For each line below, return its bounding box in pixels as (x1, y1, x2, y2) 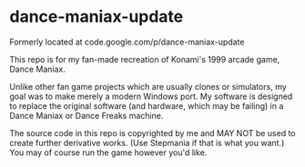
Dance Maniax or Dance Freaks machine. (9, 110, 164, 121)
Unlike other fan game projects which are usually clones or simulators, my (9, 81, 287, 92)
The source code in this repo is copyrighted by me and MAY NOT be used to (9, 127, 296, 138)
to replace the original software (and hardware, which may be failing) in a (9, 100, 284, 111)
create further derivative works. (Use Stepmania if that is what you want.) (9, 137, 285, 148)
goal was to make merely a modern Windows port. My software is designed (9, 91, 293, 102)
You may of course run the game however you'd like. (9, 147, 208, 158)
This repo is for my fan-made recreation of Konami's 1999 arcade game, (9, 54, 280, 64)
